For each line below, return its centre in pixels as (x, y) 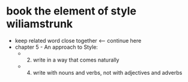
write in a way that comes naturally (76, 60)
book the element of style (71, 11)
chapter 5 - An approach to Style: (56, 47)
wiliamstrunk (40, 24)
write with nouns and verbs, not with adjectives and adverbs (108, 72)
